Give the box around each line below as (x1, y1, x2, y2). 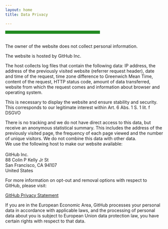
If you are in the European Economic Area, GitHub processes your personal (5, 202, 160, 208)
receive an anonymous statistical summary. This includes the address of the (5, 125, 162, 131)
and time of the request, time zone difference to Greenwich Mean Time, (5, 73, 153, 79)
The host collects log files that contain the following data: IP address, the (5, 62, 156, 68)
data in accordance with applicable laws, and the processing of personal (5, 207, 155, 213)
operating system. (5, 89, 43, 95)
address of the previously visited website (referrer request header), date (5, 68, 154, 74)
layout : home (5, 7, 33, 13)
